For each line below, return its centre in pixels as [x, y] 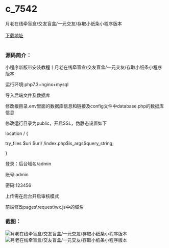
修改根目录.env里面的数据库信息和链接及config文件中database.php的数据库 [85, 106]
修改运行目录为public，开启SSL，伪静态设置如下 [56, 123]
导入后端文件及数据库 [28, 95]
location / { [17, 133]
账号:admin [17, 175]
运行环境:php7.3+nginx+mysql [37, 85]
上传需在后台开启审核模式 [32, 196]
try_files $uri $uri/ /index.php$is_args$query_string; [59, 144]
